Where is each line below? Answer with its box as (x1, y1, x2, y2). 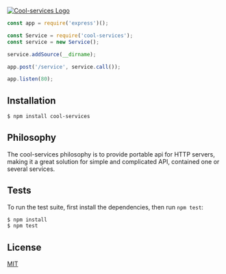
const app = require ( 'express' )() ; (7, 20, 109, 27)
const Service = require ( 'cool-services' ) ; (7, 32, 134, 39)
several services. (7, 165, 55, 173)
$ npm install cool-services (7, 113, 90, 120)
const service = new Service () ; (7, 38, 99, 45)
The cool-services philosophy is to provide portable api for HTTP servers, (7, 150, 216, 158)
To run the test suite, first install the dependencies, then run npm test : (7, 203, 204, 211)
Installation (7, 95, 56, 106)
